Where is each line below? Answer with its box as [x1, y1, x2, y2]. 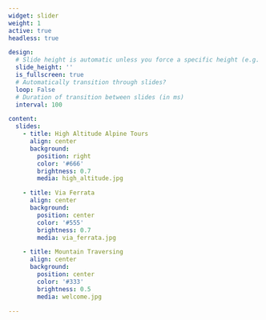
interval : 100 [15, 101, 62, 109]
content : [8, 115, 38, 123]
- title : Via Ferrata [22, 189, 95, 197]
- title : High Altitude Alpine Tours [22, 130, 149, 138]
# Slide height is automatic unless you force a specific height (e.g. [15, 56, 260, 64]
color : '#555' [37, 218, 84, 226]
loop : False [15, 86, 56, 94]
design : [8, 49, 34, 57]
